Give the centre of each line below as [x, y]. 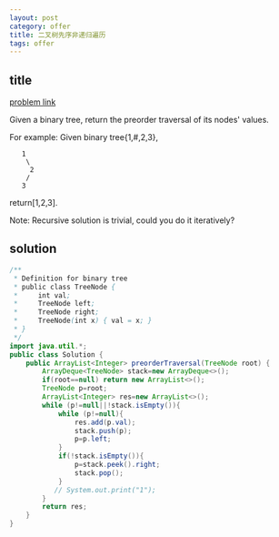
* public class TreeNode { [65, 287]
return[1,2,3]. [34, 203]
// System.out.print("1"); [105, 490]
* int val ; [42, 295]
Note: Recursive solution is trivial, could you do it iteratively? [122, 220]
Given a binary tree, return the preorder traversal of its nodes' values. [139, 120]
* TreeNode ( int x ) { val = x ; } [83, 321]
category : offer [40, 26]
